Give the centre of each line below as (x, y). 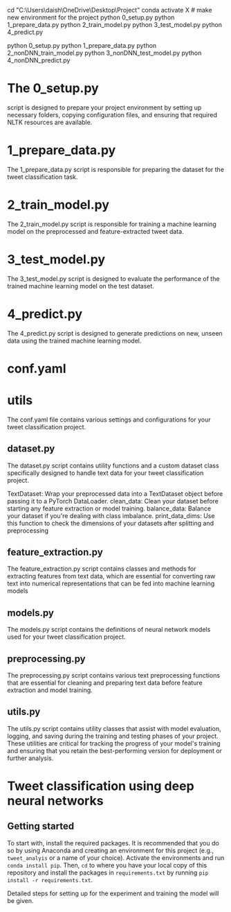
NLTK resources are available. (50, 122)
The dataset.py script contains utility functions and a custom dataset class (113, 465)
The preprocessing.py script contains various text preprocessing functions (113, 676)
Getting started (41, 826)
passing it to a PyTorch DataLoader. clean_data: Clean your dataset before (113, 501)
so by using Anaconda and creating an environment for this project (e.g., (111, 850)
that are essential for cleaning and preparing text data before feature (105, 683)
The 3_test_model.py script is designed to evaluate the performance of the (113, 278)
